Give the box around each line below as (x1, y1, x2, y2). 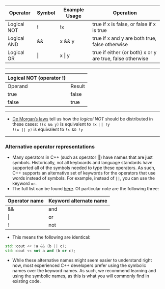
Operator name (7, 198, 44, 204)
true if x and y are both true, (92, 35, 157, 41)
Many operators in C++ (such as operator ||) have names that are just (12, 154, 153, 160)
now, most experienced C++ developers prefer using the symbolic (12, 262, 146, 268)
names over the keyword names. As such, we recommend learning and (12, 268, 156, 274)
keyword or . (12, 180, 37, 186)
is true (92, 27, 107, 33)
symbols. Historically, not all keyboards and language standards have (12, 160, 153, 166)
